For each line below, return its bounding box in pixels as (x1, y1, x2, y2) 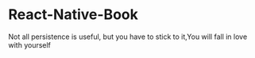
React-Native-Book (8, 6, 139, 24)
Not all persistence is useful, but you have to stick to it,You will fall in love (8, 32, 248, 41)
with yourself (8, 40, 52, 49)
